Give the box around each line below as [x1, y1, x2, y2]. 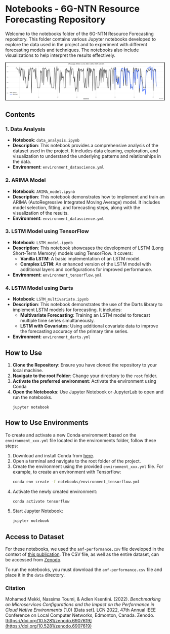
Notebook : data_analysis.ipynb [12, 137, 80, 143]
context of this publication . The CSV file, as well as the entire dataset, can [5, 551, 159, 557]
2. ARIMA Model [5, 177, 46, 184]
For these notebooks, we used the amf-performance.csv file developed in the [5, 546, 164, 552]
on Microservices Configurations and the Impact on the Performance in [5, 602, 155, 608]
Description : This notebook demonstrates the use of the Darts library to [12, 302, 163, 308]
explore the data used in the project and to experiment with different [5, 41, 148, 47]
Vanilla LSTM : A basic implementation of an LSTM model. [20, 255, 141, 261]
